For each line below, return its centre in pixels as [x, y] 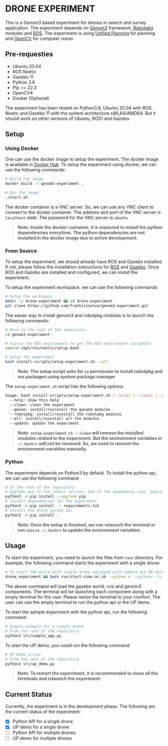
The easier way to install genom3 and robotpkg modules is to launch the [79, 315]
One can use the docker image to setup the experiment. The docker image [82, 159]
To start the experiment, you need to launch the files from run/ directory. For [84, 557]
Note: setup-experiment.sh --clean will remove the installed [80, 433]
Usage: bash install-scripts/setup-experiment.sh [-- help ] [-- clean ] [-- [84, 395]
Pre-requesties [29, 54]
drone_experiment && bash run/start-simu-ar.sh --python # [68, 577]
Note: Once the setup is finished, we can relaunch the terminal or [86, 524]
